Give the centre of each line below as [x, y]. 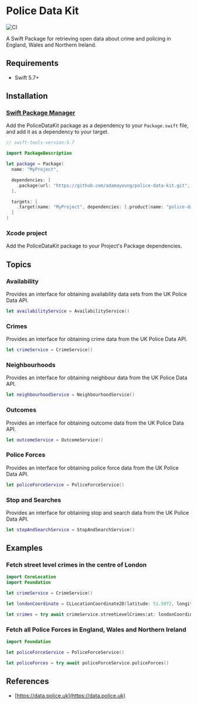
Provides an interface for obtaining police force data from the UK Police [92, 468]
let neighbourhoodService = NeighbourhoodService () [70, 395]
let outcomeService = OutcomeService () [55, 440]
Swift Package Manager [41, 113]
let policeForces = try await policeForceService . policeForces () [87, 663]
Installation [27, 96]
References [28, 681]
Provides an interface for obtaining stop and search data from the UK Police [98, 512]
